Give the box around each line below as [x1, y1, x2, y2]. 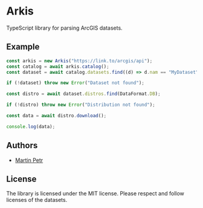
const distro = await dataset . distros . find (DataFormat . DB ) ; [6, 91, 161, 97]
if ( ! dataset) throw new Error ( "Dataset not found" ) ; [6, 80, 145, 86]
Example [6, 42, 40, 52]
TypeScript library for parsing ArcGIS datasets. [6, 24, 123, 31]
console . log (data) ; [6, 123, 56, 129]
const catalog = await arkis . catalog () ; [6, 63, 110, 70]
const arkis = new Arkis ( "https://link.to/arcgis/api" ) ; [6, 57, 153, 64]
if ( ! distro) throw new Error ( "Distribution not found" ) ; [6, 102, 155, 108]
